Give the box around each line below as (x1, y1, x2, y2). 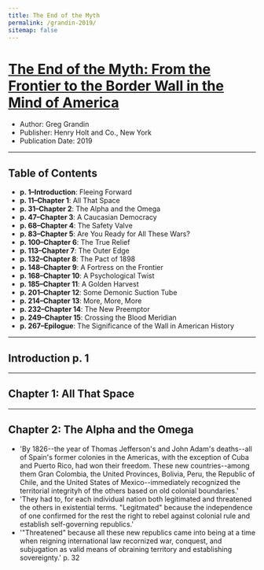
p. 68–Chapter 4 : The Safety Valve (19, 221, 134, 231)
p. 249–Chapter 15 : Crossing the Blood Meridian (19, 313, 177, 323)
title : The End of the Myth (8, 11, 101, 20)
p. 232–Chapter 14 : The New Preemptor (19, 305, 151, 314)
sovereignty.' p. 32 (19, 553, 80, 562)
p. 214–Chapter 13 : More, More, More (19, 296, 142, 305)
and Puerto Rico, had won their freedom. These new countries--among (19, 461, 250, 470)
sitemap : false (8, 26, 58, 34)
